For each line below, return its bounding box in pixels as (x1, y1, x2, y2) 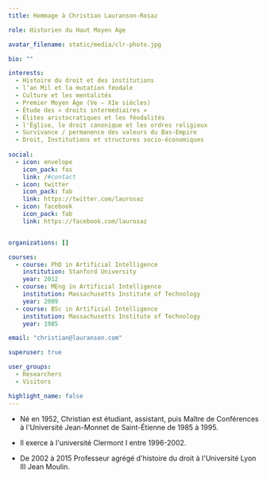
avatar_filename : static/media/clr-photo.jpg (8, 41, 161, 49)
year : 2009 (22, 297, 59, 305)
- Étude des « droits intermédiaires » (15, 106, 148, 114)
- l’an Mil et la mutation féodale (15, 84, 133, 92)
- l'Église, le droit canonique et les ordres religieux (15, 121, 208, 129)
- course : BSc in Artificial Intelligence (15, 304, 158, 313)
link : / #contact (22, 173, 77, 181)
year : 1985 (22, 319, 59, 327)
